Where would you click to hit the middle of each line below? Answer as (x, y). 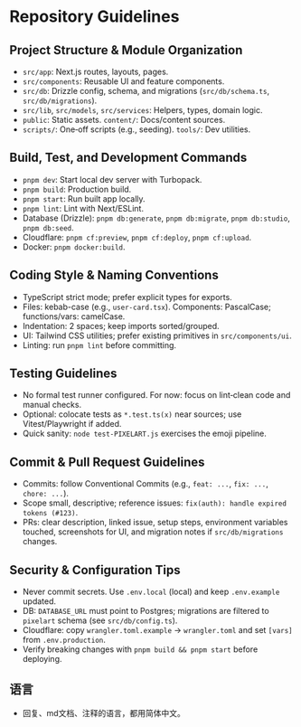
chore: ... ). (46, 494)
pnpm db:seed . (48, 227)
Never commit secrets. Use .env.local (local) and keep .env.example (151, 592)
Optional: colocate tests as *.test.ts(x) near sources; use (132, 414)
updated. (39, 601)
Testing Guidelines (63, 374)
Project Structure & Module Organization (126, 50)
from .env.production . (64, 640)
